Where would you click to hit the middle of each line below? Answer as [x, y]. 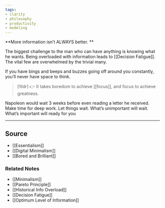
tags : [11, 10]
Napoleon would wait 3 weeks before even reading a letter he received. [77, 103]
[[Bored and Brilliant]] [34, 156]
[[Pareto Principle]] [31, 184]
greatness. [28, 93]
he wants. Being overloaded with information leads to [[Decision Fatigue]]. [80, 57]
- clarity [15, 14]
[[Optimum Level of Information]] [46, 200]
